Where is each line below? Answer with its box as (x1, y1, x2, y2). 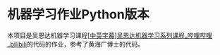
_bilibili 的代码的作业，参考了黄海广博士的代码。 (7, 39, 145, 48)
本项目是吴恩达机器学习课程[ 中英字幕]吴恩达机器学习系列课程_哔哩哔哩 (7, 31, 213, 39)
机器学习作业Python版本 (7, 6, 149, 23)
